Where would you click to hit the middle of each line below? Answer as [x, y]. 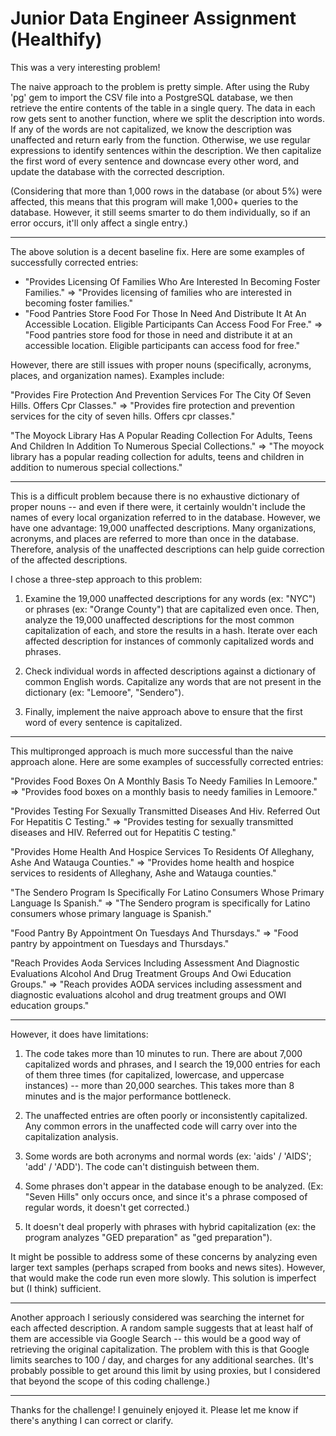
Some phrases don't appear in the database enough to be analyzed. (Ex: [174, 1186]
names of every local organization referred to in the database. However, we [165, 517]
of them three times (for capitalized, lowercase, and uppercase [154, 1074]
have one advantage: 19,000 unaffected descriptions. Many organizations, [163, 528]
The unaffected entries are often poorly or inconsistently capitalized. [166, 1115]
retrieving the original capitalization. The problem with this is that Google [160, 1349]
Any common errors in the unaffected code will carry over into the [161, 1126]
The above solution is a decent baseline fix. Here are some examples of [157, 251]
